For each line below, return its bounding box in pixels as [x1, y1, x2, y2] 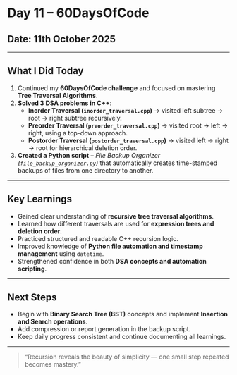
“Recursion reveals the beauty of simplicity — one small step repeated [24, 352, 229, 361]
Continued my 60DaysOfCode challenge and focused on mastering [17, 83, 216, 92]
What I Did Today [7, 65, 84, 77]
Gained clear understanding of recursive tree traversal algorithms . [17, 211, 214, 220]
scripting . [17, 264, 47, 273]
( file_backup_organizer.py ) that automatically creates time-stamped [17, 159, 218, 167]
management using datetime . [17, 249, 104, 258]
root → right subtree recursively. [28, 113, 122, 122]
